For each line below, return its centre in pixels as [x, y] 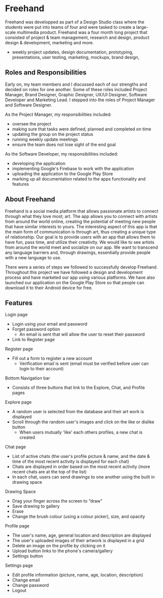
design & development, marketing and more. [49, 42]
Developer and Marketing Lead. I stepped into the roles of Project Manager [80, 100]
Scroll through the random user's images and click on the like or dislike [83, 422]
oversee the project [32, 124]
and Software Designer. [29, 105]
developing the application [39, 163]
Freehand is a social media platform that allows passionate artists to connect [82, 211]
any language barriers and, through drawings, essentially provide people [78, 252]
